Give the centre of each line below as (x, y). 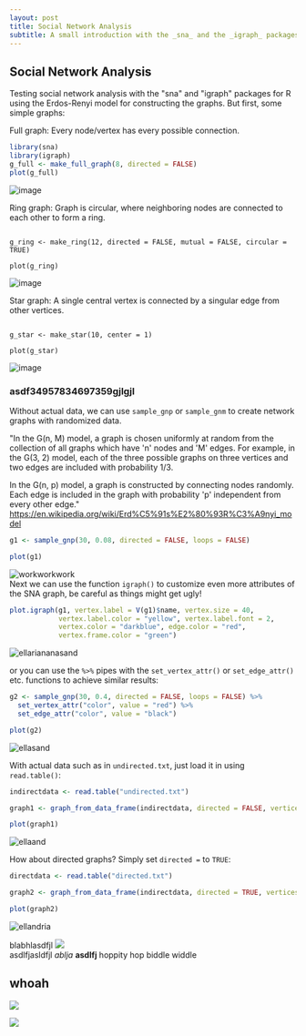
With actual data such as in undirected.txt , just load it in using (127, 765)
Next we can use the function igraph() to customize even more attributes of (152, 584)
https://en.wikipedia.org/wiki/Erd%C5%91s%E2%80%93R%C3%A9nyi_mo (151, 513)
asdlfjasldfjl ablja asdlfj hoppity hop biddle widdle (103, 955)
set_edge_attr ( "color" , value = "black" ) (97, 714)
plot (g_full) (34, 173)
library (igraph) (40, 156)
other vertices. (37, 310)
